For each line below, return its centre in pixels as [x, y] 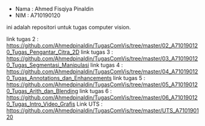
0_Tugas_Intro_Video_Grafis [41, 104]
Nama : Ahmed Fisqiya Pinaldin [54, 9]
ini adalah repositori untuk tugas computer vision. [69, 27]
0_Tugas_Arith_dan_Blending [42, 91]
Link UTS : [89, 104]
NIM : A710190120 [38, 15]
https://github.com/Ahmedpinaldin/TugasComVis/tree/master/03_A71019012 [102, 58]
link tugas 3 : [97, 52]
